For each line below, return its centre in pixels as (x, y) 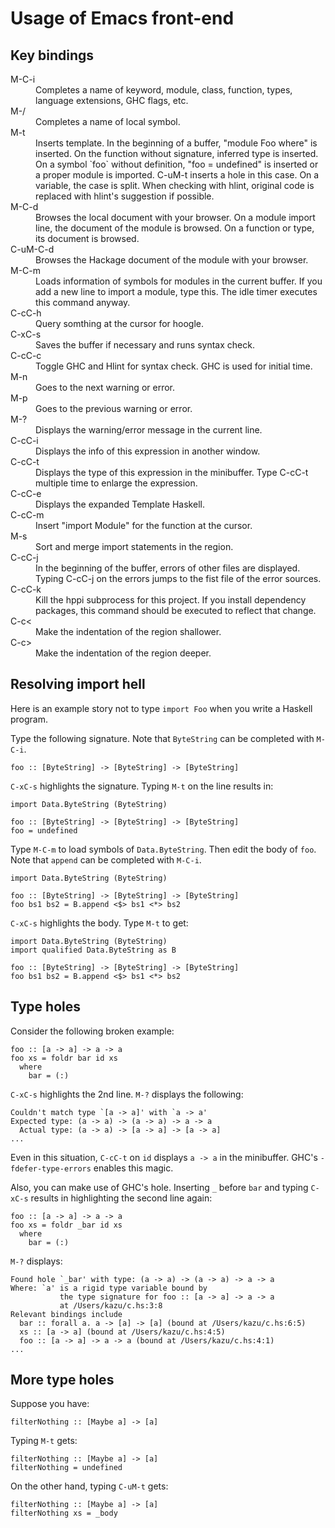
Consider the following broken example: (92, 1031)
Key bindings (52, 55)
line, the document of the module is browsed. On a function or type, (175, 228)
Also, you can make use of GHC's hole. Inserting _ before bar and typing (159, 1187)
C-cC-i (24, 440)
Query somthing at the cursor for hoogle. (120, 323)
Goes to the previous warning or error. (114, 408)
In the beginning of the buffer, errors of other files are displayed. (168, 568)
